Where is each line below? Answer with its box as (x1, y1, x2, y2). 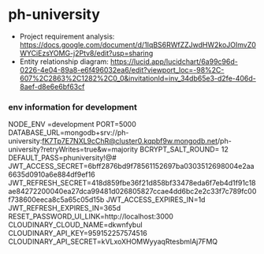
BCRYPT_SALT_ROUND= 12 (139, 144, 229, 155)
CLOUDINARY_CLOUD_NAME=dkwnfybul (8, 220, 143, 230)
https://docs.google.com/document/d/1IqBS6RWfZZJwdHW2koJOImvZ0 (19, 39, 256, 49)
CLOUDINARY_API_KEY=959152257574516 (8, 229, 147, 238)
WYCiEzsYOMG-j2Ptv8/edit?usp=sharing (19, 48, 154, 58)
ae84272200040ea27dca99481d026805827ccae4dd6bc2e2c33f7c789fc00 (8, 187, 257, 196)
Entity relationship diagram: (19, 57, 109, 66)
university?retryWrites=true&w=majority (8, 144, 139, 155)
